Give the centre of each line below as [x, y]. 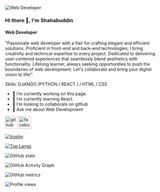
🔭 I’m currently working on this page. [49, 94]
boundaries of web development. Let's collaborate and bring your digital [78, 70]
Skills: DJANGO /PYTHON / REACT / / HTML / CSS [56, 84]
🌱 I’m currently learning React [42, 99]
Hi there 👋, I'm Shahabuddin [39, 20]
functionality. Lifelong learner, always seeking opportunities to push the [78, 64]
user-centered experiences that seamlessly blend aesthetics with [71, 59]
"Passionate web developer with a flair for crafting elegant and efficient [78, 43]
